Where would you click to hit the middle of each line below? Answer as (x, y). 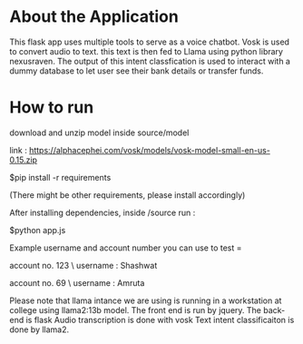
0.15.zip (24, 160)
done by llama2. (39, 329)
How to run (52, 108)
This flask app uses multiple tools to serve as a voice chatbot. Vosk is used (150, 42)
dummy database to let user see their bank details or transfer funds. (137, 71)
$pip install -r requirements (60, 177)
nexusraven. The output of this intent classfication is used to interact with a (150, 61)
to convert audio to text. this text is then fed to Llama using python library (147, 51)
